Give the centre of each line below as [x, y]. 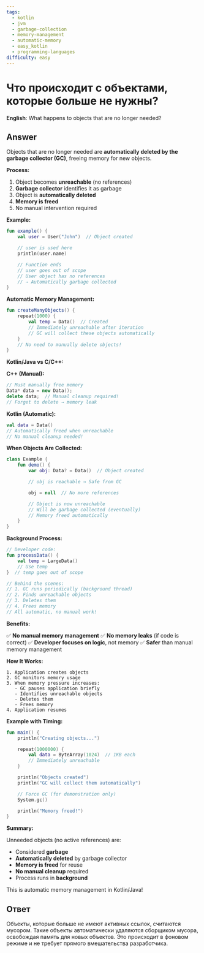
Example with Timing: [35, 721]
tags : [13, 12]
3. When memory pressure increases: [53, 683]
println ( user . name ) [42, 254]
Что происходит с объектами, [87, 88]
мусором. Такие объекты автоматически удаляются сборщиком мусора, [102, 930]
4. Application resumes [37, 710]
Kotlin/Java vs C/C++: [35, 362]
